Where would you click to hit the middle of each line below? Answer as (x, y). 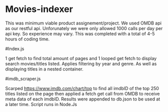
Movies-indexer (39, 9)
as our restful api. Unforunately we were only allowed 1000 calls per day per (84, 28)
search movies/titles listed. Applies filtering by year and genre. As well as (81, 63)
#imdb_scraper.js (23, 78)
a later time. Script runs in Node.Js (41, 104)
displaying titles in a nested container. (45, 69)
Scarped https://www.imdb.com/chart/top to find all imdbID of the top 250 (82, 88)
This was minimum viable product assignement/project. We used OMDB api (83, 23)
